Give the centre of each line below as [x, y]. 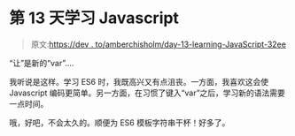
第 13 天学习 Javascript [94, 18]
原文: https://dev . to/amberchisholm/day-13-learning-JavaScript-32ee [158, 44]
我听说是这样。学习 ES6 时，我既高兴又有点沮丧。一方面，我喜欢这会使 [139, 81]
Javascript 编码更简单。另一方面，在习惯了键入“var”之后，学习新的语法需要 [147, 93]
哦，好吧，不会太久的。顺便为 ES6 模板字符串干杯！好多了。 [120, 122]
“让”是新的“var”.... [42, 63]
